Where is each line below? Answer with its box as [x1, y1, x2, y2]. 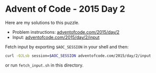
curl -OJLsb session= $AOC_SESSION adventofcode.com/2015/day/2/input [5, 53, 152, 58]
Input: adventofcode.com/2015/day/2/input [12, 34, 100, 40]
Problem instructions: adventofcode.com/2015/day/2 [12, 29, 119, 35]
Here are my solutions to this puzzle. [5, 20, 80, 25]
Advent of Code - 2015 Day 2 [5, 3, 125, 15]
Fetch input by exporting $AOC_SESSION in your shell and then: [5, 44, 129, 49]
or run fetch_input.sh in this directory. [5, 62, 84, 68]
